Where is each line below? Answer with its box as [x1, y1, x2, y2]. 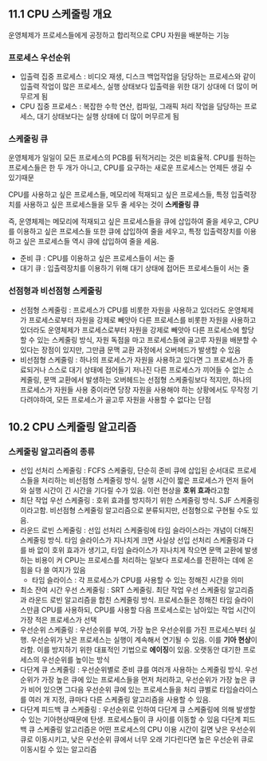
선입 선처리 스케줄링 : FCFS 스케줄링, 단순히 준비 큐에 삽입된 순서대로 [19, 465, 235, 476]
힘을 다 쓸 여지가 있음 [19, 565, 86, 575]
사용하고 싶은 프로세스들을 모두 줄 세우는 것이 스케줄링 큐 [22, 200, 199, 210]
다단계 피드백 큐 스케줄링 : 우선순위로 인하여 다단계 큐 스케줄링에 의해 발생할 [19, 704, 257, 715]
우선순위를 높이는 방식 [41, 655, 110, 665]
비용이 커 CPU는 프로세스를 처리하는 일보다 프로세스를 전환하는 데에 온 [34, 555, 254, 565]
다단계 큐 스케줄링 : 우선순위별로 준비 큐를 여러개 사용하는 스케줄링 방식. [19, 665, 243, 675]
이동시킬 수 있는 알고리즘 [19, 744, 97, 755]
